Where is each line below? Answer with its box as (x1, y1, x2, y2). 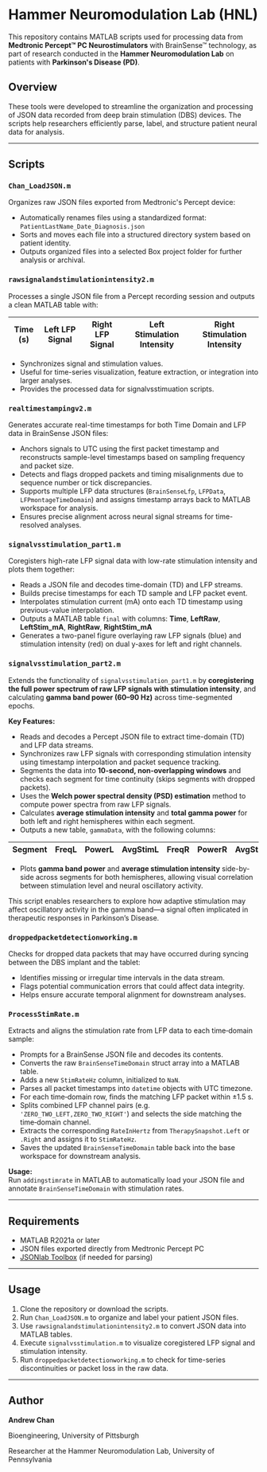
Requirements (8, 1214, 79, 1228)
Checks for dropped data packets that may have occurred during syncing (8, 948, 249, 958)
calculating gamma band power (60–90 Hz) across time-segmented (8, 692, 233, 702)
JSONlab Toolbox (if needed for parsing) (19, 1253, 153, 1262)
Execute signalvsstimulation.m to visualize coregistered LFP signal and (19, 1337, 256, 1348)
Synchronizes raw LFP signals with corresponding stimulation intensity (19, 748, 252, 758)
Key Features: (8, 716, 56, 726)
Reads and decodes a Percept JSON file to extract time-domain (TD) (19, 732, 245, 741)
